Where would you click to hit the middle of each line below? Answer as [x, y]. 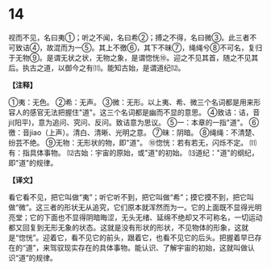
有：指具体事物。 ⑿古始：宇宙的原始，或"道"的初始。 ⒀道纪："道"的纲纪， [133, 152]
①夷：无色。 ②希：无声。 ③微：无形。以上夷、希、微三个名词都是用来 [131, 102]
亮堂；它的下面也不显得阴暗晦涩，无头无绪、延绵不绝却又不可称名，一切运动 [135, 217]
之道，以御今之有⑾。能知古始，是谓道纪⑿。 [110, 67]
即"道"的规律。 [33, 162]
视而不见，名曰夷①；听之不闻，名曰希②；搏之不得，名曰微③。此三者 [129, 37]
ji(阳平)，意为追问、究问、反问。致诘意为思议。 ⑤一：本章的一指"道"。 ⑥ [134, 122]
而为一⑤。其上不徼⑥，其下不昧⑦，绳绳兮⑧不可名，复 [158, 47]
